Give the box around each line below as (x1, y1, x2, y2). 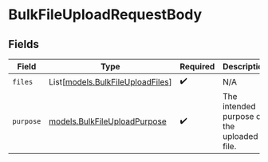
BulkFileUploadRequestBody (8, 6, 203, 24)
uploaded (222, 131, 258, 141)
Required (179, 61, 215, 72)
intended (222, 101, 257, 112)
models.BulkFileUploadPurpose (49, 116, 167, 127)
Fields (8, 38, 40, 51)
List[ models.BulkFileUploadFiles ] (49, 76, 172, 87)
